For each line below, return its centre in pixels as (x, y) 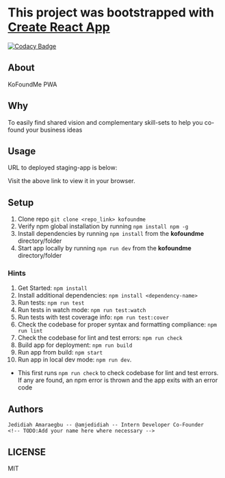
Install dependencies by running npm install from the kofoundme (111, 234)
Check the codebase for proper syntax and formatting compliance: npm (117, 324)
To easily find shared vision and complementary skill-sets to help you (106, 122)
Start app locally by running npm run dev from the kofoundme (105, 248)
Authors (26, 409)
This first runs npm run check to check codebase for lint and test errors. (118, 373)
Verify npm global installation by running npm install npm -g (103, 226)
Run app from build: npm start (60, 352)
